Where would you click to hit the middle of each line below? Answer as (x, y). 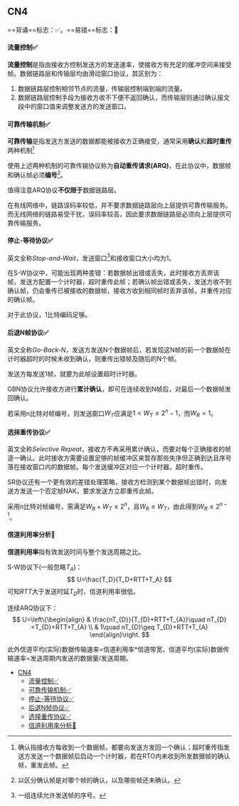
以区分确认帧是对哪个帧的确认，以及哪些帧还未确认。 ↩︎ (99, 780)
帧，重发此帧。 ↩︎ (43, 765)
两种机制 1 (21, 150)
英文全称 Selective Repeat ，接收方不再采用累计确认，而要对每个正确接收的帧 (119, 449)
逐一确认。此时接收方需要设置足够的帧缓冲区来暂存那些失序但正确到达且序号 (119, 458)
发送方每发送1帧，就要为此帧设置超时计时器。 (74, 374)
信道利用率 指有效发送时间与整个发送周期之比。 (76, 552)
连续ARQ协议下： (33, 608)
